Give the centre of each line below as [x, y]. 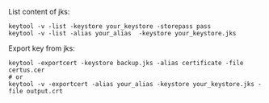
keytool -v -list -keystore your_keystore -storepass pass [110, 27]
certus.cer [27, 70]
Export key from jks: [42, 48]
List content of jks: [39, 12]
